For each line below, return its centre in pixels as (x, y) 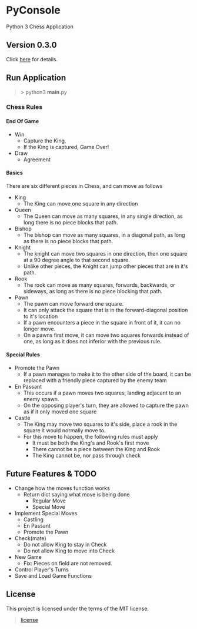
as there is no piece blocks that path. (68, 241)
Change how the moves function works (62, 488)
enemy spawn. (41, 399)
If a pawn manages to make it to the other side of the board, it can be (107, 374)
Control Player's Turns (42, 570)
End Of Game (23, 121)
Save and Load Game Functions (53, 575)
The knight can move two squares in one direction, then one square (105, 253)
